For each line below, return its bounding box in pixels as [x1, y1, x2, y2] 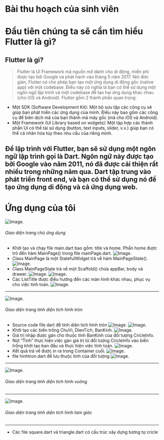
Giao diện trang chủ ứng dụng [5, 230, 66, 236]
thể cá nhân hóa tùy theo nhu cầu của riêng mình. [12, 130, 112, 136]
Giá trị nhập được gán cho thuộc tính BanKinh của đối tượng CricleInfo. [12, 332, 155, 338]
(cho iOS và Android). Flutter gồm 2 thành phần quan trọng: [17, 95, 137, 101]
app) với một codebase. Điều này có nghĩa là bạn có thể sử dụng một [17, 84, 156, 90]
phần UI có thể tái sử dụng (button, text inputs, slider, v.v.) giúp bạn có [12, 125, 154, 131]
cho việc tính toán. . [12, 281, 69, 287]
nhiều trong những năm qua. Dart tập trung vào [5, 168, 151, 176]
